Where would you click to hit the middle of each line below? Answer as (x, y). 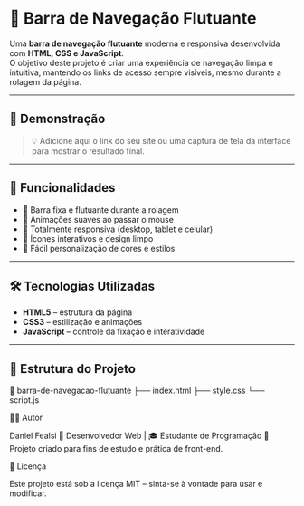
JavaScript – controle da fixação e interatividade (114, 332)
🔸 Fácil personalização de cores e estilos (99, 248)
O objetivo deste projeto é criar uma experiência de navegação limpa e (141, 62)
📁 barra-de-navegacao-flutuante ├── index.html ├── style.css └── (137, 391)
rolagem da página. (45, 81)
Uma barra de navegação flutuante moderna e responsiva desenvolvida (145, 43)
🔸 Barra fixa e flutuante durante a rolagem (100, 210)
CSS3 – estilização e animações (82, 322)
